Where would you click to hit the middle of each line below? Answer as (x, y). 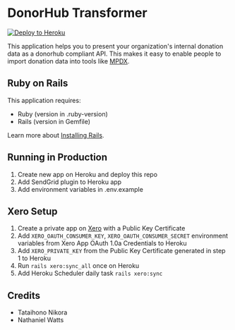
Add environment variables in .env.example (80, 189)
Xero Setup (32, 211)
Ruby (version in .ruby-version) (62, 114)
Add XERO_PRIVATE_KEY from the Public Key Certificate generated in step (121, 251)
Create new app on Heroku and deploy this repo (87, 174)
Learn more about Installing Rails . (56, 135)
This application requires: (44, 100)
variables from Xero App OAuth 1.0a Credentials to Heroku (102, 243)
